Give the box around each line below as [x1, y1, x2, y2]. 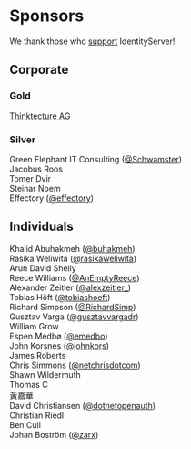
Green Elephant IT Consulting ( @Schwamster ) [9, 153, 182, 164]
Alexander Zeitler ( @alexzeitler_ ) [9, 282, 132, 293]
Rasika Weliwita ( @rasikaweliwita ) [9, 253, 137, 264]
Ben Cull [9, 419, 41, 430]
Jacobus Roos [9, 163, 64, 174]
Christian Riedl [9, 410, 65, 421]
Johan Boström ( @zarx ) [9, 429, 99, 440]
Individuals [9, 219, 75, 235]
